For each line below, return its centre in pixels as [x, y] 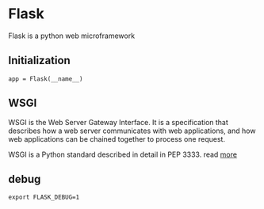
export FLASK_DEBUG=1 [44, 198]
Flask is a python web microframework [72, 36]
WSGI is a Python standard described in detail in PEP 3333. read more [123, 154]
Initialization [40, 61]
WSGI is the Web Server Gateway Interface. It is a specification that [118, 122]
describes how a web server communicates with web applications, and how [132, 131]
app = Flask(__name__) [46, 79]
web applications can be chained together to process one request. [117, 139]
